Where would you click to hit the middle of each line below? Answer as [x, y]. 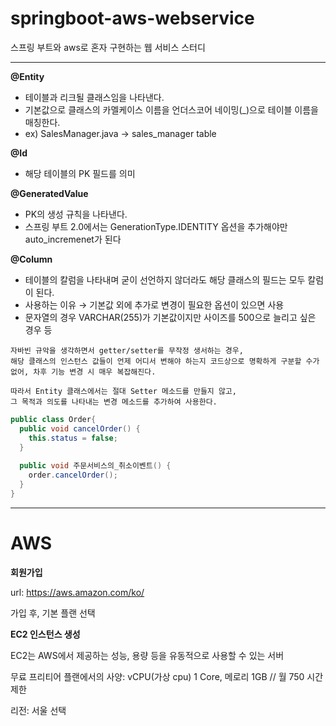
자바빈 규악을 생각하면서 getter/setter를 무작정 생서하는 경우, [127, 350]
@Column [31, 259]
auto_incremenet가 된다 [73, 239]
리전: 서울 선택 [38, 710]
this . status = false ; [73, 438]
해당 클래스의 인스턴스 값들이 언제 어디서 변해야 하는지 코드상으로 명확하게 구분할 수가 [165, 361]
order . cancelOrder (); [73, 475]
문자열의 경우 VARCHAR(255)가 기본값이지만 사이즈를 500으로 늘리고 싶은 [170, 317]
